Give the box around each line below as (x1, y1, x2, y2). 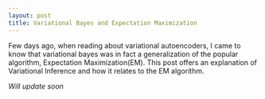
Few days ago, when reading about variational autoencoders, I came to (8, 40, 241, 50)
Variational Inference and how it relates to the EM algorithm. (8, 66, 205, 75)
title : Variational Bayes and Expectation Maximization (8, 19, 197, 27)
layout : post (8, 11, 52, 20)
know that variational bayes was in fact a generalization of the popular (8, 49, 239, 59)
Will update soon (8, 81, 64, 91)
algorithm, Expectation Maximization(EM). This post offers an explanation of (8, 57, 257, 67)
